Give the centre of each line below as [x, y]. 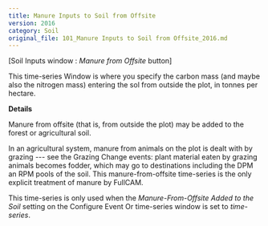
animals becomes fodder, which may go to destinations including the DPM [131, 166]
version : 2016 [32, 23]
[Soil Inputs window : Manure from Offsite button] [90, 61]
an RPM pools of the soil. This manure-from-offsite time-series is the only [130, 174]
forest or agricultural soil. [50, 133]
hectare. [22, 94]
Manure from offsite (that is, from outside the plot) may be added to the [126, 124]
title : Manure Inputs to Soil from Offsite [82, 16]
